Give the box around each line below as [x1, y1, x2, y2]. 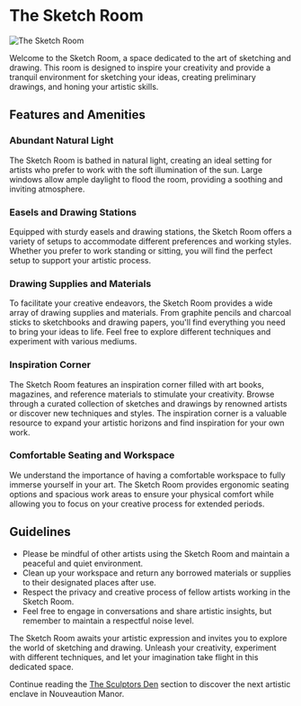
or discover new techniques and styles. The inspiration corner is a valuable [9, 407, 288, 418]
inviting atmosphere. [9, 183, 85, 194]
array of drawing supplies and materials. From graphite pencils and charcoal [9, 308, 292, 318]
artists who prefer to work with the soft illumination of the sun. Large [9, 164, 263, 175]
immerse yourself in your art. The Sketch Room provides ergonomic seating [9, 478, 289, 490]
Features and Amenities [9, 107, 146, 122]
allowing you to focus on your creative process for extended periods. [9, 498, 265, 509]
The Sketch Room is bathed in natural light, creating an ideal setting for [9, 155, 272, 165]
